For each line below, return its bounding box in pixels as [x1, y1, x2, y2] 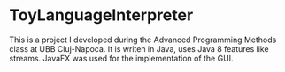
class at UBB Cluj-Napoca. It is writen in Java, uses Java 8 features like [9, 43, 269, 54]
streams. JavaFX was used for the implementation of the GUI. [9, 53, 234, 63]
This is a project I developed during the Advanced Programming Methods [9, 34, 277, 45]
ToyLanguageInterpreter [9, 5, 194, 25]
